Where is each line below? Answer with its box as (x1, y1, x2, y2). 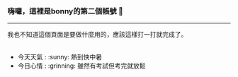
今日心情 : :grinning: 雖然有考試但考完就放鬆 (17, 61, 146, 70)
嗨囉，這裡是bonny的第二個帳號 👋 (7, 6, 124, 16)
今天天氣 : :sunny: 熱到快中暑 (17, 53, 103, 61)
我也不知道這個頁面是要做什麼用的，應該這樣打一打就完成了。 (7, 30, 188, 39)
